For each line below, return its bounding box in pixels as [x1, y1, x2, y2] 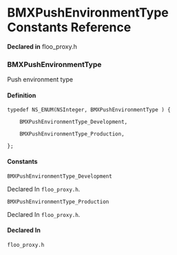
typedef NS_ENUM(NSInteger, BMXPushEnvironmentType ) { [7, 106, 171, 113]
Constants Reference [7, 19, 132, 35]
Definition [7, 91, 37, 100]
